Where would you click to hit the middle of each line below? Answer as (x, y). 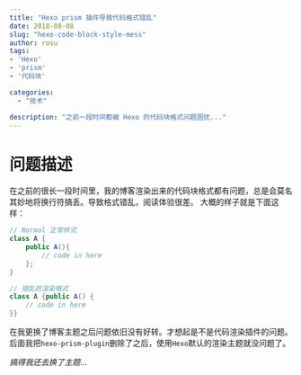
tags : (19, 51)
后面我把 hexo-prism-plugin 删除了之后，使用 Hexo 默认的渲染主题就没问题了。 (150, 344)
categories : (31, 92)
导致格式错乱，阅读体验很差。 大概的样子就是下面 (179, 202)
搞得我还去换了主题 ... (49, 362)
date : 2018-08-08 (42, 26)
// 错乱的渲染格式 (39, 289)
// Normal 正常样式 (43, 230)
